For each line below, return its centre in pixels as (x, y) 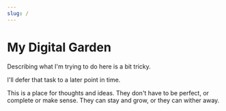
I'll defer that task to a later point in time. (64, 79)
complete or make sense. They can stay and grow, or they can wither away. (113, 100)
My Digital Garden (59, 47)
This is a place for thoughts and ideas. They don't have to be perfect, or (108, 92)
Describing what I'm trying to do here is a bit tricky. (79, 66)
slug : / (18, 13)
